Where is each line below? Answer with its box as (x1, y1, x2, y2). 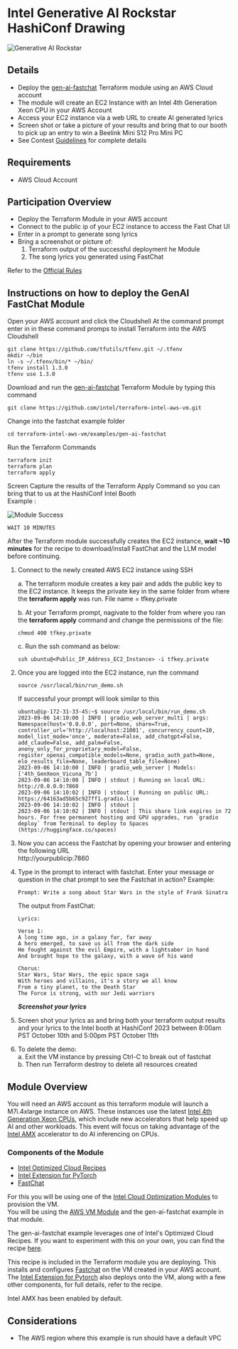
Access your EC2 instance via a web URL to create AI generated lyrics (17, 113, 224, 122)
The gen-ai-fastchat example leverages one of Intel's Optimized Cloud (7, 1229, 214, 1237)
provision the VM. (7, 1200, 59, 1209)
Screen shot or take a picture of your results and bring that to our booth (17, 121, 227, 129)
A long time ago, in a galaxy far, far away (17, 934, 152, 941)
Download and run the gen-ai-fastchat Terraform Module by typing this (7, 383, 216, 392)
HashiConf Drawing (7, 20, 126, 36)
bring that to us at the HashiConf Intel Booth (7, 489, 136, 498)
